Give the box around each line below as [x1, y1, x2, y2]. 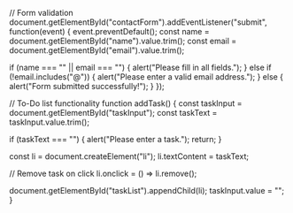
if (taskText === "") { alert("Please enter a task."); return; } [9, 134, 222, 144]
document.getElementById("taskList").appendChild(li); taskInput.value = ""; [9, 186, 285, 195]
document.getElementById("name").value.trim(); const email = [9, 35, 237, 46]
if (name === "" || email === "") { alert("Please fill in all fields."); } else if [9, 62, 272, 72]
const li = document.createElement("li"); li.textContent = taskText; [9, 151, 250, 162]
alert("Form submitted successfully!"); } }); [9, 81, 166, 91]
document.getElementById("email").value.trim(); [9, 45, 185, 56]
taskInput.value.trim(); [9, 117, 90, 127]
